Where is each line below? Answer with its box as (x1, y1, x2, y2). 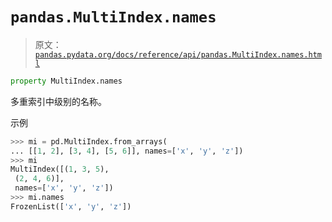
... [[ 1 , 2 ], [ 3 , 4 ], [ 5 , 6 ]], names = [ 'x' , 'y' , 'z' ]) (10, 146, 244, 156)
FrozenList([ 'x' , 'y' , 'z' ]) (10, 201, 132, 212)
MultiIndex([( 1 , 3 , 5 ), (10, 164, 110, 175)
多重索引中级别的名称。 (10, 95, 107, 107)
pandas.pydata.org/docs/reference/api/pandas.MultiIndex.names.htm (34, 49, 322, 60)
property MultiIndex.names (10, 76, 123, 86)
